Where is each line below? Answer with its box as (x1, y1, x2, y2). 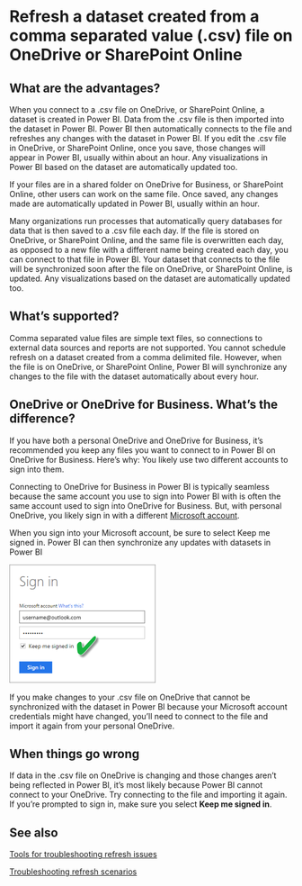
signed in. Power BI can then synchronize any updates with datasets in (9, 537, 271, 547)
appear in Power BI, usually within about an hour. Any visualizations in (9, 152, 268, 163)
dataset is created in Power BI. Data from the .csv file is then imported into (9, 114, 285, 124)
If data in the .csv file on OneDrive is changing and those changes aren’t (9, 770, 277, 781)
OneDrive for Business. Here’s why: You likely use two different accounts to (9, 454, 289, 465)
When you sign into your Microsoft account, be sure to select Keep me (9, 527, 271, 538)
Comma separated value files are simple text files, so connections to (9, 332, 263, 343)
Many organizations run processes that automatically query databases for (9, 216, 283, 226)
